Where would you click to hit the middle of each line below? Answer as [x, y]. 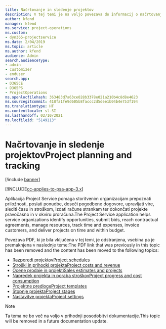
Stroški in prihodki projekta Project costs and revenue [66, 265]
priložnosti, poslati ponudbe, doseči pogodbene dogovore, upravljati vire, [80, 204]
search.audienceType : [27, 60]
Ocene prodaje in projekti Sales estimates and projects [67, 270]
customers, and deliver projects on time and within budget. [65, 230]
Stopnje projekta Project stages [44, 291]
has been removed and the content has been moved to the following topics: [82, 250]
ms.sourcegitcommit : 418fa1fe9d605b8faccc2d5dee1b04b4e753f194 [72, 102]
